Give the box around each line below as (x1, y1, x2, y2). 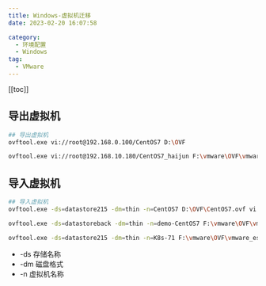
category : (8, 33, 41, 41)
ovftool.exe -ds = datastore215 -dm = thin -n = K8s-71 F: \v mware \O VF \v (8, 234, 232, 242)
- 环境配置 (15, 40, 47, 48)
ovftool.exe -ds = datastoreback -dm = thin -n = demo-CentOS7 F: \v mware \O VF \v (8, 219, 257, 227)
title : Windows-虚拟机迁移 (8, 11, 91, 20)
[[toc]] (8, 84, 29, 93)
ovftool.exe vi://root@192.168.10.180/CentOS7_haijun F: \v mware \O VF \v (8, 152, 246, 161)
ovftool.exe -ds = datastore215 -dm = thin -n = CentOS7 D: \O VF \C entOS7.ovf (8, 205, 246, 213)
